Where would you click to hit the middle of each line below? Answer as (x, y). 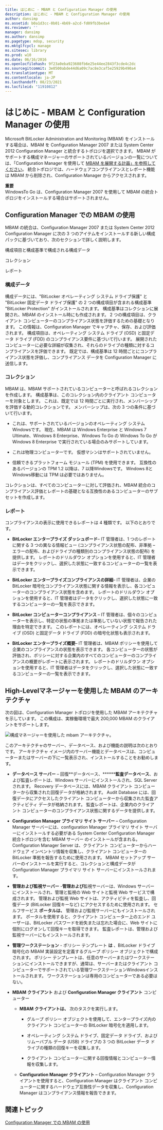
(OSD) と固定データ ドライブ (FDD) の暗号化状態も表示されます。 (87, 633)
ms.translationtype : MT (29, 73)
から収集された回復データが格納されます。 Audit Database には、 (86, 792)
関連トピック (24, 1110)
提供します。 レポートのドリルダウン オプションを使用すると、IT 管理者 (84, 557)
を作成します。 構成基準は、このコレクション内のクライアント (67, 395)
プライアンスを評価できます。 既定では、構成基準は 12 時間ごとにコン (79, 351)
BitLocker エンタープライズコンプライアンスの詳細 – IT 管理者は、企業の (84, 580)
